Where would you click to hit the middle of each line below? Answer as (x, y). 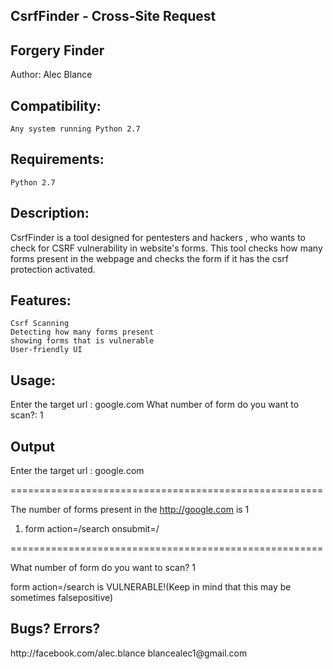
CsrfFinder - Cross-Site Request (113, 16)
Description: (50, 213)
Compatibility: (56, 105)
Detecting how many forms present (82, 332)
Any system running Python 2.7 (75, 129)
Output (32, 446)
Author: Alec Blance (51, 75)
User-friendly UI (46, 350)
